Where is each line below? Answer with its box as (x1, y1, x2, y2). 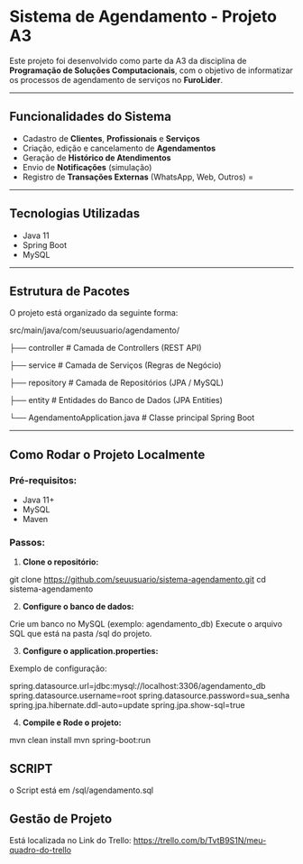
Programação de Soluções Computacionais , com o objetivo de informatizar (9, 65, 293, 76)
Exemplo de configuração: (9, 663, 107, 674)
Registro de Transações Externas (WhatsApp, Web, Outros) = (22, 171, 254, 182)
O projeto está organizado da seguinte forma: (9, 308, 179, 318)
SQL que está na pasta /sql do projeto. (9, 629, 152, 639)
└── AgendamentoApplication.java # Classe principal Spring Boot (9, 412, 255, 423)
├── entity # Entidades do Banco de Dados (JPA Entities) (9, 395, 224, 406)
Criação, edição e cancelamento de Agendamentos (22, 142, 216, 153)
